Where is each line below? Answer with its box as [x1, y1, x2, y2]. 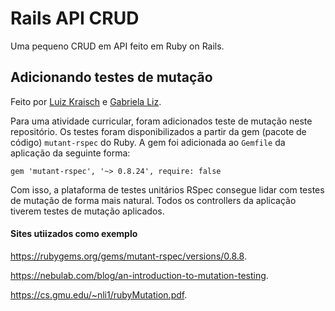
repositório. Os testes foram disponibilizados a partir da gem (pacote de [10, 125, 307, 137]
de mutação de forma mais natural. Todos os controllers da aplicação [10, 194, 297, 206]
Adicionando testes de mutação [10, 69, 213, 86]
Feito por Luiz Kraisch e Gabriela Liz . [10, 95, 162, 107]
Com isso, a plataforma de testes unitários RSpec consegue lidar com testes [10, 183, 325, 196]
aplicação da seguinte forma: [10, 147, 131, 159]
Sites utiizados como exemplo [10, 228, 138, 240]
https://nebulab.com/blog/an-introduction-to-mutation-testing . [10, 269, 269, 281]
